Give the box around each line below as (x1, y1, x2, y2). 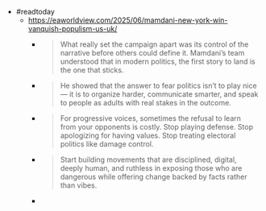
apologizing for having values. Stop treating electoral (60, 130, 236, 140)
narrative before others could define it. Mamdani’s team (60, 48, 245, 57)
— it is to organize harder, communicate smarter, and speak (60, 89, 259, 99)
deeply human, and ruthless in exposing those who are (60, 163, 243, 172)
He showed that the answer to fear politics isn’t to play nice (60, 81, 257, 90)
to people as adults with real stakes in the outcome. (60, 98, 231, 107)
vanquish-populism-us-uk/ (27, 24, 118, 33)
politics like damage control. (60, 139, 154, 148)
